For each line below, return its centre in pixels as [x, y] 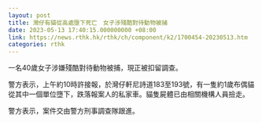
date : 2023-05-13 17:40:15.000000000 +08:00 [82, 30]
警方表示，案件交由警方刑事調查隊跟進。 [74, 111]
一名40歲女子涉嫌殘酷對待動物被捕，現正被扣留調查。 [95, 68]
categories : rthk [37, 45]
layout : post [30, 15]
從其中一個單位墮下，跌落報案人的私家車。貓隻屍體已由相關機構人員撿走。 [129, 94]
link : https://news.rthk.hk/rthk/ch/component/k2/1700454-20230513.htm [128, 37]
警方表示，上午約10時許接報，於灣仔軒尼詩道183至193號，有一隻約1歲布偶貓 [131, 85]
